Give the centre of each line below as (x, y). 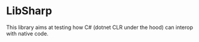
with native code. (27, 33)
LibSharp (29, 11)
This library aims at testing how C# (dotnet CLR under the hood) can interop (99, 27)
